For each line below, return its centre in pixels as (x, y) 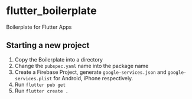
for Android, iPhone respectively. (93, 78)
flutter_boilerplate (51, 11)
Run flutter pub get (40, 84)
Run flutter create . (41, 91)
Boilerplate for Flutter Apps (39, 27)
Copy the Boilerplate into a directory (59, 59)
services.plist (33, 78)
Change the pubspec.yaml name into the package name (82, 66)
